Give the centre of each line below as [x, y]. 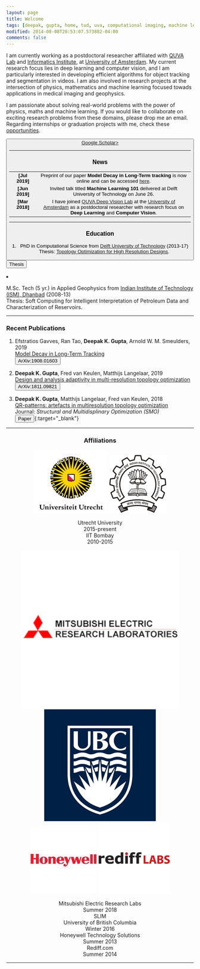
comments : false [26, 38]
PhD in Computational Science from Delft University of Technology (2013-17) [104, 246]
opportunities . [23, 131]
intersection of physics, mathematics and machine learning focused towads [99, 87]
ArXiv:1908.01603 [37, 361]
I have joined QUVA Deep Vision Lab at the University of [114, 201]
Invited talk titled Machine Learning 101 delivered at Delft [113, 188]
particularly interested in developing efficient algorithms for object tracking [98, 75]
